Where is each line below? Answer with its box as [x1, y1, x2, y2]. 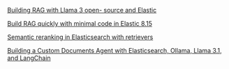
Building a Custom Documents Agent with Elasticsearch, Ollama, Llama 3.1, [7, 47, 222, 54]
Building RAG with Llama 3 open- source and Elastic [7, 6, 157, 14]
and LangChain [7, 54, 51, 62]
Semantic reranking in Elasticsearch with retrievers [7, 33, 154, 41]
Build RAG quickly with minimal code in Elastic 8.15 [7, 20, 152, 27]
